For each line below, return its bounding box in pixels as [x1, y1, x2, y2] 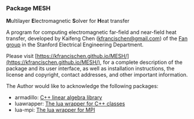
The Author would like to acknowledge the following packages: [6, 83, 159, 90]
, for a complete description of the [99, 59, 183, 66]
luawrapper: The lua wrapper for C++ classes [14, 100, 125, 107]
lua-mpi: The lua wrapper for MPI [14, 107, 95, 114]
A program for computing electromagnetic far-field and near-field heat [6, 29, 177, 36]
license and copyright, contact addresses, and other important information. [6, 72, 188, 79]
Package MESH [6, 4, 51, 12]
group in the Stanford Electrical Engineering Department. [6, 41, 144, 48]
